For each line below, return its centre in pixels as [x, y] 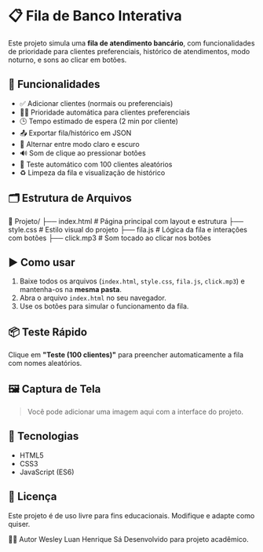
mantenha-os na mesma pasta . [70, 290]
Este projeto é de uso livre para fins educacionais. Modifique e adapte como [131, 515]
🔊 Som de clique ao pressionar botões [83, 153]
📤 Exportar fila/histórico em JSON [75, 133]
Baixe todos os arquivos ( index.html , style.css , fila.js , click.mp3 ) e [132, 281]
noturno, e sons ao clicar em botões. [68, 60]
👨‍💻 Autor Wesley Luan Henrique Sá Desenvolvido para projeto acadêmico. [128, 539]
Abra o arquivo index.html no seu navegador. [93, 298]
